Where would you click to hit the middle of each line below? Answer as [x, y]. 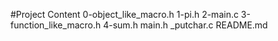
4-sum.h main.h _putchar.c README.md [185, 25]
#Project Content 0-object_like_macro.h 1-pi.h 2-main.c [124, 14]
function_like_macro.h [56, 25]
